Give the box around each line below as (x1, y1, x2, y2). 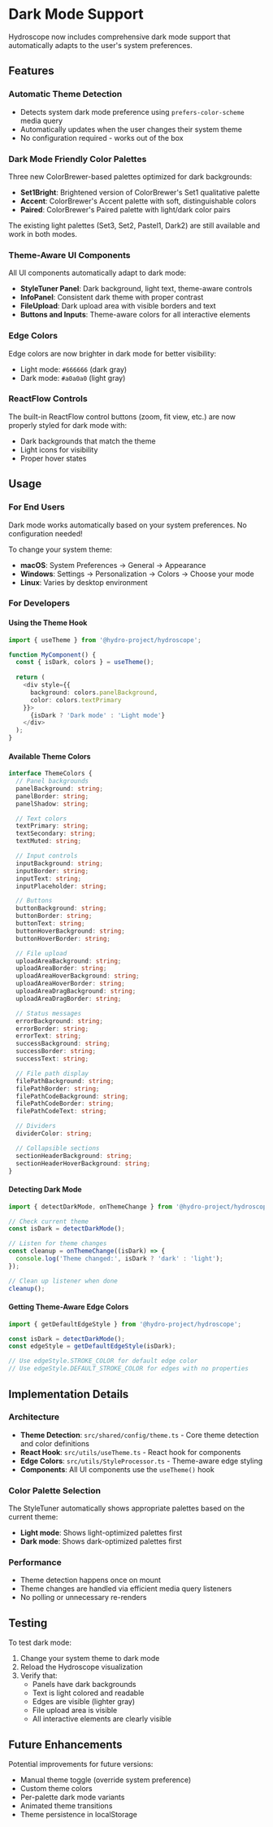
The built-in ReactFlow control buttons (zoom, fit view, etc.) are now (8, 412, 236, 422)
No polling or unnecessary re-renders (19, 1593, 147, 1602)
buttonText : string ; (15, 920, 85, 928)
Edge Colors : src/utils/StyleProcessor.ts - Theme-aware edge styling (19, 1456, 262, 1466)
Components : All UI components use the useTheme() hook (19, 1464, 215, 1474)
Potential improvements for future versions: (8, 1759, 154, 1769)
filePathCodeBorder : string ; (15, 1099, 115, 1108)
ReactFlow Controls (8, 393, 88, 404)
